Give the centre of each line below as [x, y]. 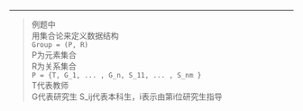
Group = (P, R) [60, 45]
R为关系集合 [54, 66]
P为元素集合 [54, 55]
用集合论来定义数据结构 [75, 36]
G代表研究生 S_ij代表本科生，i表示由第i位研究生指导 [127, 97]
